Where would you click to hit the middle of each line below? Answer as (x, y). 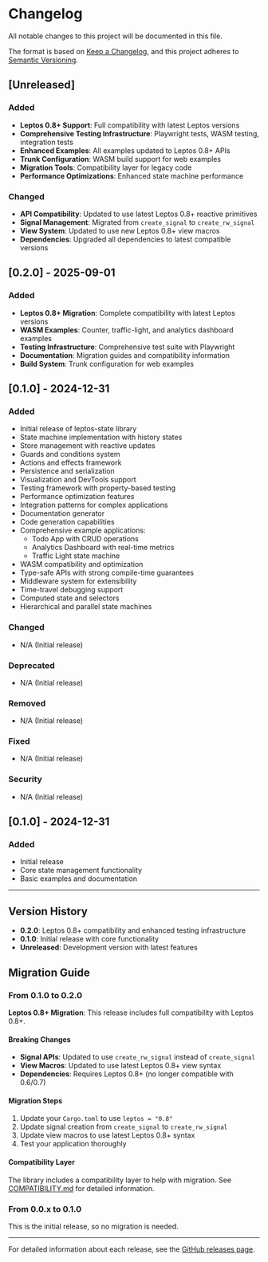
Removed (27, 703)
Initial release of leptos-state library (78, 429)
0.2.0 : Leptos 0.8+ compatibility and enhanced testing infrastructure (132, 930)
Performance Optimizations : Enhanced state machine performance (132, 175)
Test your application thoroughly (73, 1144)
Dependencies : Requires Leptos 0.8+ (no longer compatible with (126, 1074)
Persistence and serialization (67, 471)
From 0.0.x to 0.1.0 (45, 1209)
